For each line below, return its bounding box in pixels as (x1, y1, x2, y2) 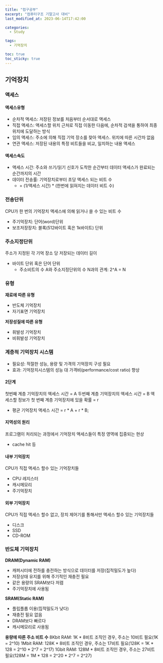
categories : (5, 25, 29, 30)
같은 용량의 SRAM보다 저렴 (12, 580, 64, 585)
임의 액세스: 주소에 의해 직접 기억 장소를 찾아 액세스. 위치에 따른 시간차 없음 (12, 135, 155, 141)
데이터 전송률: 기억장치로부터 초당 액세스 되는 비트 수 (12, 177, 112, 183)
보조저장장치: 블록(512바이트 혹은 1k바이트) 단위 (12, 225, 103, 230)
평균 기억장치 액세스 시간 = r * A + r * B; (12, 407, 89, 413)
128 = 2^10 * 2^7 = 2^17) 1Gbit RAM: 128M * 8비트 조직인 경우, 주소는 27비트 (5, 646, 155, 652)
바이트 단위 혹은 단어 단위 (12, 260, 61, 266)
